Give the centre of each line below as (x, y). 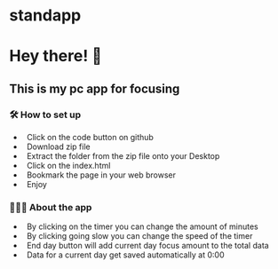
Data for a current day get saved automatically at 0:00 (125, 255)
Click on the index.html (68, 166)
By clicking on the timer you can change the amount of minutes (143, 226)
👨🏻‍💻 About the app (51, 207)
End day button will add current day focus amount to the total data (147, 246)
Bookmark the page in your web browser (101, 175)
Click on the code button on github (90, 138)
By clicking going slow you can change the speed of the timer (139, 236)
